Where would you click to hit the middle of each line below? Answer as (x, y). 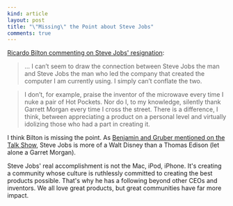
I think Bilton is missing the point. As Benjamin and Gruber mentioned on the (116, 138)
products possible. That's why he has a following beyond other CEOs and (112, 181)
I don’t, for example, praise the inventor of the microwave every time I (124, 95)
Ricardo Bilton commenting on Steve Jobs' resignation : (86, 53)
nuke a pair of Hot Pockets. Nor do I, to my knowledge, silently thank (122, 102)
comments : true (29, 33)
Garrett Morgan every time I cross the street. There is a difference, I (121, 109)
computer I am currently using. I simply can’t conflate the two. (113, 81)
